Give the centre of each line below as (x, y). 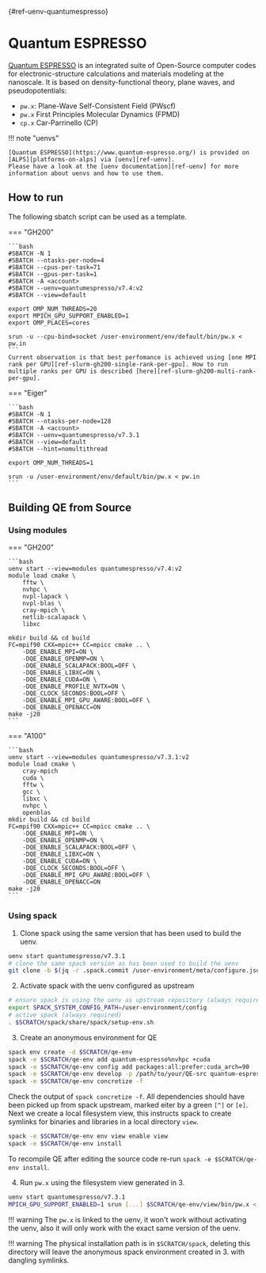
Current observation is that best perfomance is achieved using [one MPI (133, 357)
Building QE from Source (70, 508)
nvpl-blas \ (42, 604)
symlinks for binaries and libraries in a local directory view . (104, 1122)
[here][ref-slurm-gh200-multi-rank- (196, 371)
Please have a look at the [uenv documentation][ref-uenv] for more (123, 166)
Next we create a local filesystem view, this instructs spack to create (120, 1113)
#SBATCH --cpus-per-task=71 (55, 267)
